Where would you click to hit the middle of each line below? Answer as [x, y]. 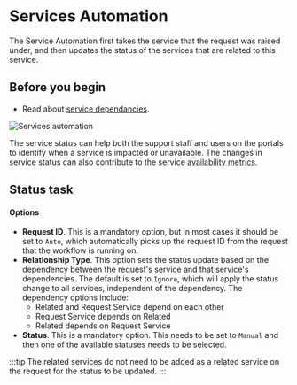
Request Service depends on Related [103, 317]
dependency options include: [75, 297]
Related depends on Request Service [103, 326]
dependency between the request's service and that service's [136, 269]
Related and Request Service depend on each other [129, 307]
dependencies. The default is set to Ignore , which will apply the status [150, 279]
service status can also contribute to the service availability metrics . [133, 162]
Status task [41, 190]
